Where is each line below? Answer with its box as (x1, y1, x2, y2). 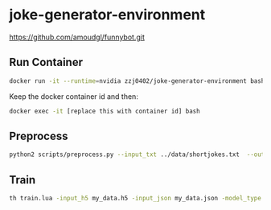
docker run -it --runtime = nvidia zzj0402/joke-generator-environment (9, 76, 248, 85)
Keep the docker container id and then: (9, 91, 139, 101)
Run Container (9, 56, 84, 69)
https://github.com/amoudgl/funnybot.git (9, 32, 146, 42)
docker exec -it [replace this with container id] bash (9, 107, 200, 115)
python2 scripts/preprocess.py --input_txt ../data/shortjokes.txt (9, 150, 240, 159)
